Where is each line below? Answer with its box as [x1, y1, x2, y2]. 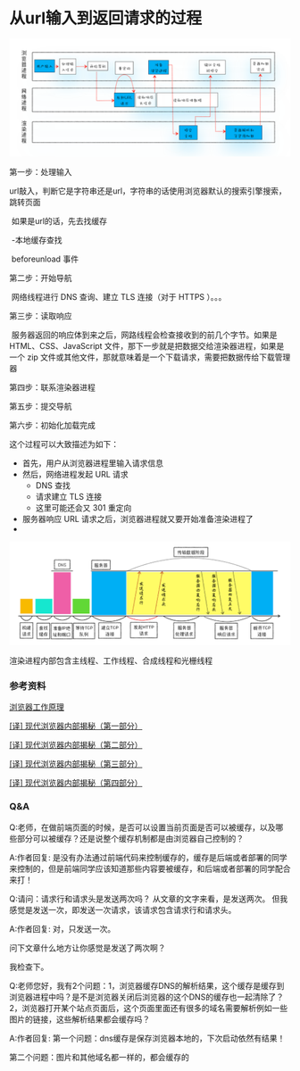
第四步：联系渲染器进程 [9, 381, 96, 393]
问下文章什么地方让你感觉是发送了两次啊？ [9, 942, 166, 953]
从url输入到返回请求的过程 [9, 8, 203, 29]
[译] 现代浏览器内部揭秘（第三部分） [9, 759, 143, 769]
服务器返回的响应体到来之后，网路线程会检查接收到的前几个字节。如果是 [11, 329, 278, 340]
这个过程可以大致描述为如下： [9, 438, 119, 449]
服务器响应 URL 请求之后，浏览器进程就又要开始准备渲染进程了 [21, 513, 254, 524]
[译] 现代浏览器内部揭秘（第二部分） [9, 740, 143, 751]
